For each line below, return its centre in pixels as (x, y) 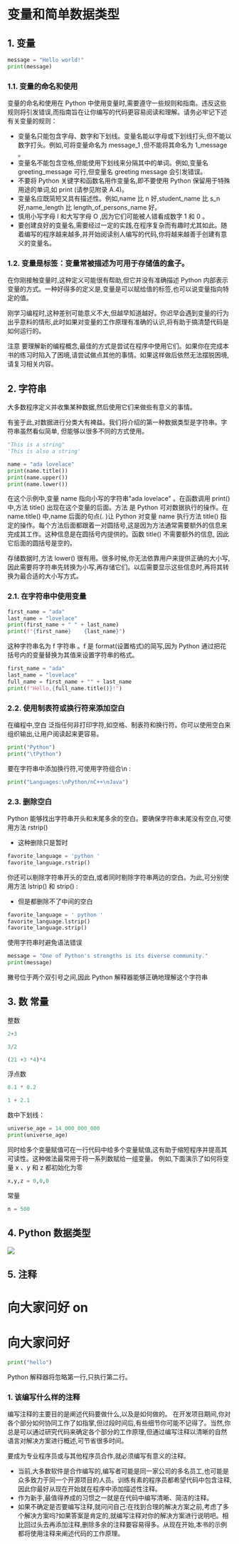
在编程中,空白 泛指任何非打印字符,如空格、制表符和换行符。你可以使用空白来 (119, 725)
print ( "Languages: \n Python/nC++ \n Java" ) (68, 782)
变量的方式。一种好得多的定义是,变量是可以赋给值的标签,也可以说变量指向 (115, 289)
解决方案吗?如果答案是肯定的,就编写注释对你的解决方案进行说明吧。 (123, 1515)
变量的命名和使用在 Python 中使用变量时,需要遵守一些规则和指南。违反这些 (117, 103)
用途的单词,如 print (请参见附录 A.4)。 (73, 190)
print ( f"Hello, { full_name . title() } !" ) (65, 688)
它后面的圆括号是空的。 (42, 543)
